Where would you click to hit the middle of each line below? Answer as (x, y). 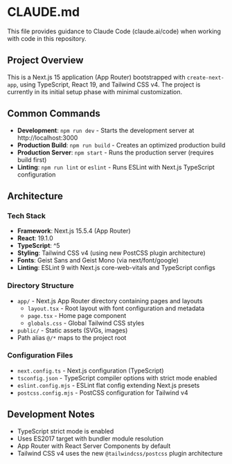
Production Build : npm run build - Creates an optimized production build (121, 145)
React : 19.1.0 (35, 238)
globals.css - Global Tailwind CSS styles (86, 323)
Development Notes (51, 414)
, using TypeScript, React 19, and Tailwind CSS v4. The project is (108, 84)
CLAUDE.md (44, 12)
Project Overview (45, 61)
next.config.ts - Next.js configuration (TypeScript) (90, 371)
